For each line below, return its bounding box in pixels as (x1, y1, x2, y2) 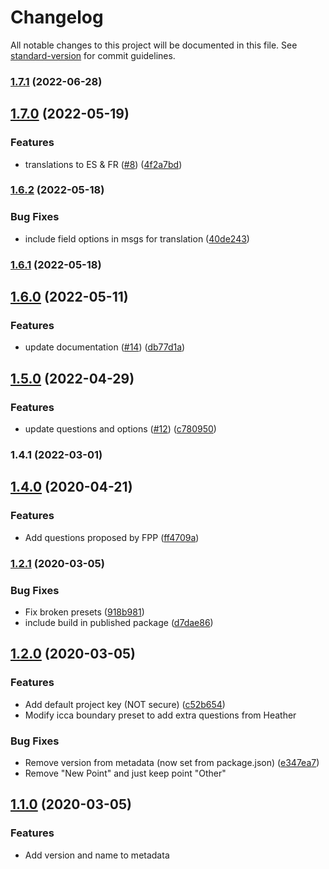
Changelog (10, 6, 104, 29)
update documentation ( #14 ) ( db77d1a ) (24, 341, 186, 353)
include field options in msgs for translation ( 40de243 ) (24, 232, 250, 245)
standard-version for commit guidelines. (10, 49, 176, 61)
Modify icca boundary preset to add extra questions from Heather (24, 709, 297, 721)
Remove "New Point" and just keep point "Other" (24, 767, 227, 779)
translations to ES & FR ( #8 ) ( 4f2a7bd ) (24, 158, 183, 170)
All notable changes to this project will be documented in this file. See (10, 39, 298, 51)
